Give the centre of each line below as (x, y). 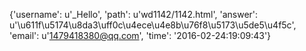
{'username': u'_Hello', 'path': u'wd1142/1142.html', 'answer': (134, 14)
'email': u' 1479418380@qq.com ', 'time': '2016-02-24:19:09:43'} (140, 35)
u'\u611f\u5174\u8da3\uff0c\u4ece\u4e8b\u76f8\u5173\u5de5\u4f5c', (153, 25)
